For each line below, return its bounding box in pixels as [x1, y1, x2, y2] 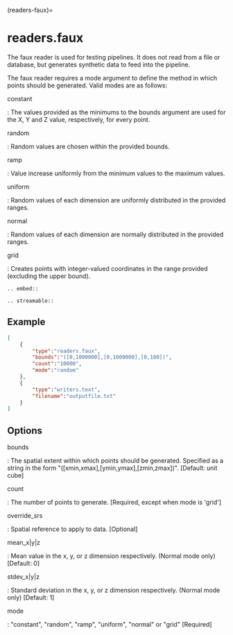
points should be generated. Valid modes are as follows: [7, 81, 168, 89]
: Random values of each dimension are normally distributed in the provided [7, 230, 224, 238]
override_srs [7, 512, 43, 520]
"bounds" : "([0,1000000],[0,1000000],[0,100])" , [32, 354, 172, 361]
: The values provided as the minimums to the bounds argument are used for [7, 107, 226, 116]
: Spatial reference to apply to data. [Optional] [7, 525, 138, 533]
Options [7, 424, 43, 436]
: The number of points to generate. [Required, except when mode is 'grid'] [7, 498, 222, 507]
